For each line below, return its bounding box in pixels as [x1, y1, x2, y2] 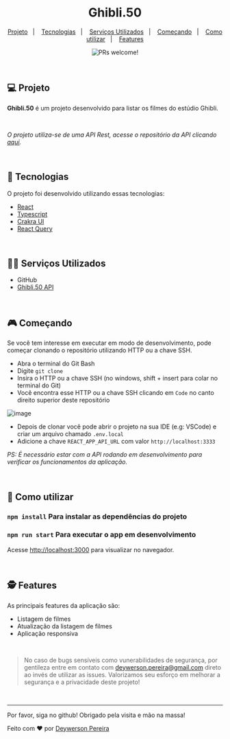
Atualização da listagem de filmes [16, 622, 113, 630]
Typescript [16, 209, 48, 218]
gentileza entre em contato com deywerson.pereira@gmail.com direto [23, 663, 221, 671]
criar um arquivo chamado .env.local [16, 430, 124, 438]
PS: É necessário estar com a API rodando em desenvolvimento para [7, 451, 203, 459]
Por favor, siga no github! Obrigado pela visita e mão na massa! [7, 711, 186, 719]
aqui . [7, 137, 22, 146]
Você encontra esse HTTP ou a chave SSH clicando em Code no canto [16, 389, 214, 397]
